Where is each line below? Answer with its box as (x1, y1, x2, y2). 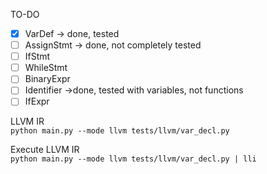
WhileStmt (24, 62, 68, 74)
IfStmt (24, 50, 51, 63)
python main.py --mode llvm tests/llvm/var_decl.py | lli (10, 154, 257, 164)
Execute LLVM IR (10, 144, 80, 156)
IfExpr (24, 95, 50, 108)
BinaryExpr (24, 73, 71, 85)
